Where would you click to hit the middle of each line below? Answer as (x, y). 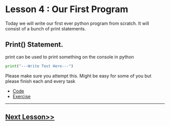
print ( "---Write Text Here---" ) (39, 66)
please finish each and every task (40, 81)
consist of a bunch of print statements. (46, 28)
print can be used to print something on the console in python (70, 57)
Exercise (22, 96)
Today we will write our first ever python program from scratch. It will (77, 23)
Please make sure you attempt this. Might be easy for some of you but (78, 76)
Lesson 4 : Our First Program (67, 9)
